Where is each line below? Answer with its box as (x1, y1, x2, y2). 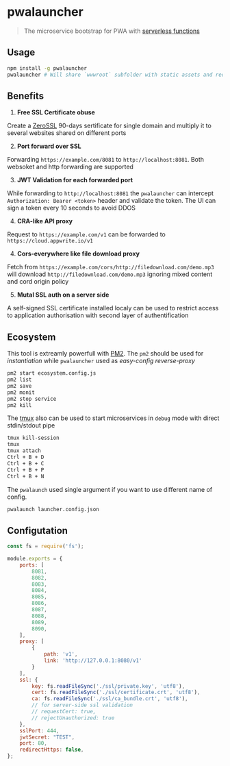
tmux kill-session (7, 434, 60, 442)
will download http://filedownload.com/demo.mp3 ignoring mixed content (7, 270, 213, 278)
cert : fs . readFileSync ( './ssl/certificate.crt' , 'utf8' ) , (31, 689, 201, 696)
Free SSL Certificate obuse (16, 108, 96, 116)
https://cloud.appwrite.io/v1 (7, 238, 94, 245)
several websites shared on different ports (7, 129, 127, 137)
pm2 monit (7, 388, 36, 396)
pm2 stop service (7, 395, 57, 402)
